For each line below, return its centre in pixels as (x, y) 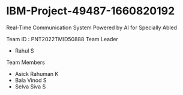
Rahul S (24, 50)
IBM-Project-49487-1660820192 (91, 11)
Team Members (25, 62)
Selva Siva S (30, 86)
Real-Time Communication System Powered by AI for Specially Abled (92, 27)
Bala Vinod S (31, 80)
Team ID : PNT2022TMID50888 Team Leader (62, 39)
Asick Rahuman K (37, 73)
